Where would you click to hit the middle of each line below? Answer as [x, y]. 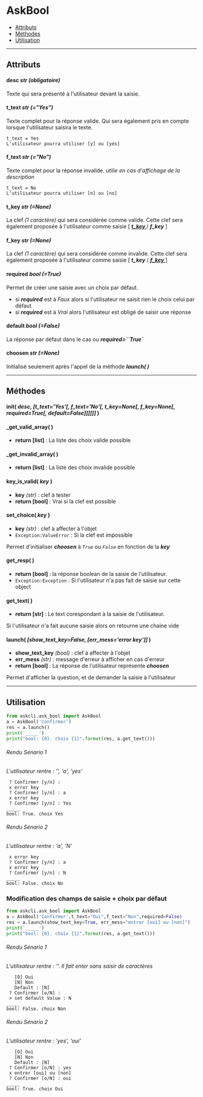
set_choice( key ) [28, 515]
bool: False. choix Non [36, 1009]
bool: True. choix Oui [35, 1089]
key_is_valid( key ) [29, 481]
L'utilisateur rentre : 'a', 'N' [39, 846]
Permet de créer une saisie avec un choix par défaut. [72, 287]
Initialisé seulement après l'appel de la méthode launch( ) [78, 366]
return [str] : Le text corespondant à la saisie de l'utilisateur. [90, 614]
